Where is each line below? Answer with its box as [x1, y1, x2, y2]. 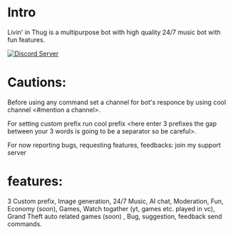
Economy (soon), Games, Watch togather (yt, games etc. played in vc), [7, 204, 215, 213]
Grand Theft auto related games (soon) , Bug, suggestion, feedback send [7, 212, 222, 220]
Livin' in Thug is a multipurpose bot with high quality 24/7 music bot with [7, 28, 221, 36]
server [7, 148, 27, 157]
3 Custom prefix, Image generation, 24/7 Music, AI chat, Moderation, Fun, [7, 197, 224, 205]
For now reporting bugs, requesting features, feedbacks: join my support [7, 141, 221, 149]
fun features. [7, 35, 46, 44]
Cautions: [7, 74, 66, 91]
